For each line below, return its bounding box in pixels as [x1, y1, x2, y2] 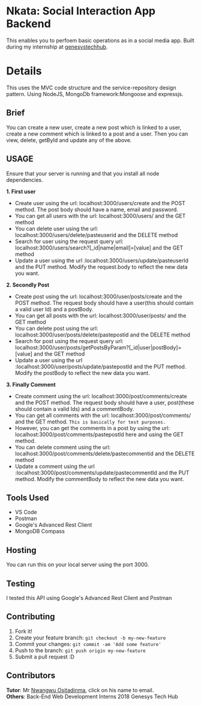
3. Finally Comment [6, 381, 56, 388]
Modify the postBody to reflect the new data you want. [14, 369, 150, 376]
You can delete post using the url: [14, 325, 98, 332]
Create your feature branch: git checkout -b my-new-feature [14, 634, 166, 641]
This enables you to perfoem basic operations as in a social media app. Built [6, 37, 195, 44]
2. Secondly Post [6, 281, 50, 289]
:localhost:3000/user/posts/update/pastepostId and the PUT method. [14, 363, 187, 370]
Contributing [6, 612, 55, 622]
